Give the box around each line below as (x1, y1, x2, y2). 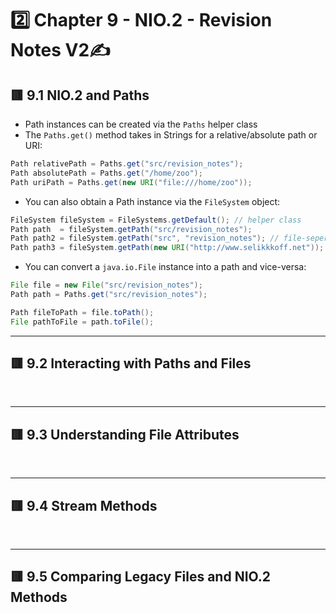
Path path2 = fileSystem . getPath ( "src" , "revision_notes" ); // (10, 233, 280, 244)
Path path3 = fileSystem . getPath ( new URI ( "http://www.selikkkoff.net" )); (10, 243, 325, 253)
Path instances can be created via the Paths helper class (24, 118, 258, 130)
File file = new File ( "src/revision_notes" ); (10, 280, 203, 291)
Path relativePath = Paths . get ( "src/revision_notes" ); (10, 159, 244, 169)
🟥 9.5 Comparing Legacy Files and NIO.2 (10, 568, 272, 586)
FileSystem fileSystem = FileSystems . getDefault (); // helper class (10, 215, 302, 225)
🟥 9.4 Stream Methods (10, 497, 158, 514)
